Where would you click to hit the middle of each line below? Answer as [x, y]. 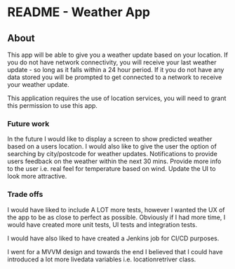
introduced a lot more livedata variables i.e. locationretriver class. [102, 259]
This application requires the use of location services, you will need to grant [117, 98]
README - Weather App [79, 12]
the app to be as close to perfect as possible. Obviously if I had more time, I [116, 217]
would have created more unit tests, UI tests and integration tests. [102, 224]
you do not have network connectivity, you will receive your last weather [112, 62]
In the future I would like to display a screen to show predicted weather [110, 139]
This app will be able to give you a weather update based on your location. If [118, 55]
